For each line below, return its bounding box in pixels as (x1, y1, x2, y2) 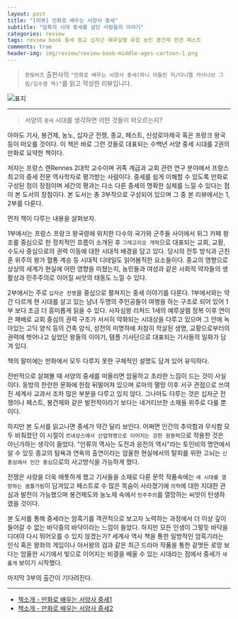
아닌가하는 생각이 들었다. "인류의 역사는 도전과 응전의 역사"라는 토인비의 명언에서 (7, 440, 231, 448)
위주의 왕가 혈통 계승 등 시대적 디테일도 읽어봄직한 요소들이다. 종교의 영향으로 (14, 256, 229, 264)
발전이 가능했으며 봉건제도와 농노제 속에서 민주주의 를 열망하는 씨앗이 (20, 490, 207, 499)
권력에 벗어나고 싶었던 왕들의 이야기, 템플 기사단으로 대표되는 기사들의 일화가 (7, 332, 220, 341)
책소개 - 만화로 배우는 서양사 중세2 (17, 603, 113, 613)
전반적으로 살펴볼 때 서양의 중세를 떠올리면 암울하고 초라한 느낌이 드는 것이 (7, 371, 214, 380)
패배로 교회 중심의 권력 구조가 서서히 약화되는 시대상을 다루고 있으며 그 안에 (14, 314, 223, 323)
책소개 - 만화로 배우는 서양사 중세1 (17, 595, 112, 603)
